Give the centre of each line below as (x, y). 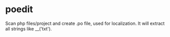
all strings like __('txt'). (29, 28)
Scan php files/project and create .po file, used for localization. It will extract (85, 23)
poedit (19, 9)
